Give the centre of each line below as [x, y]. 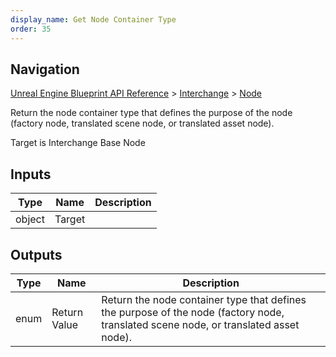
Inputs [31, 174]
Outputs [36, 254]
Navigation [45, 69]
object [30, 219]
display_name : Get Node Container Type [93, 19]
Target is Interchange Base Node [78, 143]
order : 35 [31, 29]
